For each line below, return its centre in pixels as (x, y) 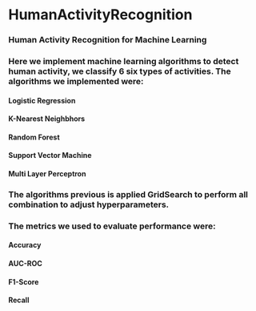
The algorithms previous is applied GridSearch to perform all (128, 194)
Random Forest (34, 137)
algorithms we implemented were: (76, 82)
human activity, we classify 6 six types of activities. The (120, 71)
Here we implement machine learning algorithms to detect (124, 62)
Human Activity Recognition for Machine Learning (108, 40)
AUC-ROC (25, 264)
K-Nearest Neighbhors (47, 119)
